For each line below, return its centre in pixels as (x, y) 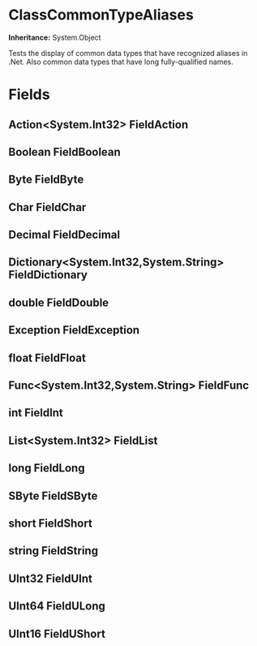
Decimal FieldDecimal (64, 235)
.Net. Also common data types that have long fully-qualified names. (121, 62)
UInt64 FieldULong (57, 606)
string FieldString (54, 551)
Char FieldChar (47, 207)
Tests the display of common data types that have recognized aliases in (128, 53)
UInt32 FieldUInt (51, 578)
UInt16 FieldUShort (57, 633)
